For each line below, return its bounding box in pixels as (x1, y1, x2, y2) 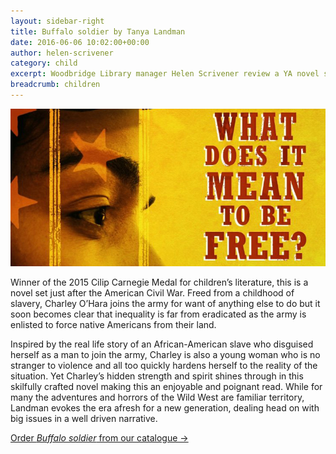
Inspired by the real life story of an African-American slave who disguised (10, 338, 314, 350)
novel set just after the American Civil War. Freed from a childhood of (10, 286, 295, 299)
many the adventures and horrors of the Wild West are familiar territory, (10, 391, 305, 403)
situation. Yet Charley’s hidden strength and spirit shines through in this (10, 370, 304, 382)
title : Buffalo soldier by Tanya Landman (10, 26, 186, 37)
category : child (10, 58, 78, 69)
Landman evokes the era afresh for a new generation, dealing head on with (10, 401, 320, 414)
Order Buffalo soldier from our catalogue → (10, 431, 189, 444)
